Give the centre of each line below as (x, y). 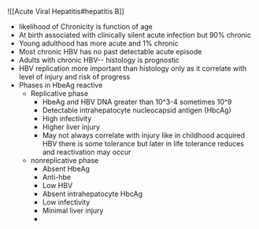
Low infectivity (66, 202)
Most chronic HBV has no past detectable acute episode (110, 52)
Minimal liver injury (73, 211)
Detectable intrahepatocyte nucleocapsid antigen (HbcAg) (137, 110)
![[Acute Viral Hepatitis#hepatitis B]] (66, 11)
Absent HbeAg (66, 169)
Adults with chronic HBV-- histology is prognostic (99, 60)
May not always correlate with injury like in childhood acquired (144, 135)
